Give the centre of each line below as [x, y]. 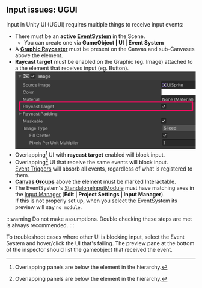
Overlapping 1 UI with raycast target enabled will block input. [90, 154]
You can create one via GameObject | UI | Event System [94, 42]
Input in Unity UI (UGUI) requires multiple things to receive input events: [95, 24]
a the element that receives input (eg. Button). [72, 68]
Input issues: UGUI [42, 10]
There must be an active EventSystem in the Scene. [80, 36]
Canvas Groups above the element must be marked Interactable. [95, 181]
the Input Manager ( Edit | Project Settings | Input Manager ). [90, 194]
